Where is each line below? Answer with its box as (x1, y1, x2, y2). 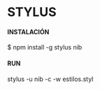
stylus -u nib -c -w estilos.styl (7, 75, 94, 83)
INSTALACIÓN (7, 27, 50, 36)
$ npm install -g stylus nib (7, 43, 83, 52)
